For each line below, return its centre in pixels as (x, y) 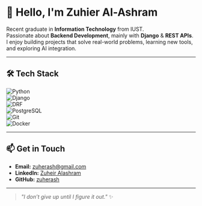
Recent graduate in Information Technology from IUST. (75, 29)
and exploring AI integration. (41, 48)
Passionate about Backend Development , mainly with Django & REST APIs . (100, 35)
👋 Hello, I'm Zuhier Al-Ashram (82, 12)
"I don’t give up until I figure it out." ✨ (67, 196)
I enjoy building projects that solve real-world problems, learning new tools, (100, 42)
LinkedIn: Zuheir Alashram (48, 173)
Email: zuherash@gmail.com (50, 166)
